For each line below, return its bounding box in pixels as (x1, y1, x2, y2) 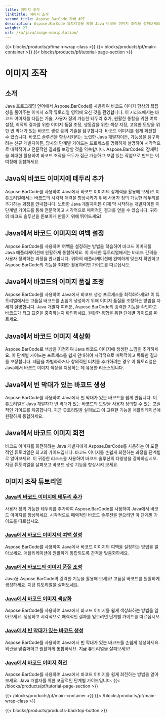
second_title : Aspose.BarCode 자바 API (5, 16, 85, 21)
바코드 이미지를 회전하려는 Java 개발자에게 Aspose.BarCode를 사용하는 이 (5, 443, 150, 449)
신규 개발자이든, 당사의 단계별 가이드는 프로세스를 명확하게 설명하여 (14, 140, 144, 146)
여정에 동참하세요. (5, 159, 40, 165)
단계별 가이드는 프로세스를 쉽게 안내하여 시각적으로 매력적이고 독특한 (16, 352, 149, 358)
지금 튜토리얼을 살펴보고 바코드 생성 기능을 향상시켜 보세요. (5, 462, 119, 467)
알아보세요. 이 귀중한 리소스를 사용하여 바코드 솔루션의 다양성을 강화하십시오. (10, 455, 158, 461)
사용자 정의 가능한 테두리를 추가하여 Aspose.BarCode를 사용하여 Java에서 (5, 506, 150, 511)
